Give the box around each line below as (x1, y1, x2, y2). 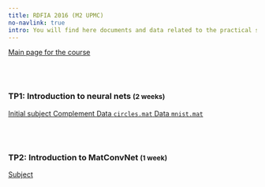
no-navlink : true (8, 19, 65, 27)
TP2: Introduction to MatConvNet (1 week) (8, 152, 168, 163)
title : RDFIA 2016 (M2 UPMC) (8, 11, 104, 20)
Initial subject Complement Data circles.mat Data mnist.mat (8, 108, 203, 118)
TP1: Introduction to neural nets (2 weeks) (8, 91, 166, 102)
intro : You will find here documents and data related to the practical (8, 26, 252, 34)
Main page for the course (8, 48, 91, 57)
